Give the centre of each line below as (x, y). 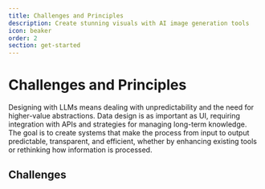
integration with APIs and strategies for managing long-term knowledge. (128, 124)
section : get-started (45, 46)
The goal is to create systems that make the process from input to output (129, 133)
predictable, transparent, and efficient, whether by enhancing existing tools (132, 142)
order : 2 (23, 38)
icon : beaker (30, 30)
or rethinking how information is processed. (80, 150)
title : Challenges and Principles (66, 16)
